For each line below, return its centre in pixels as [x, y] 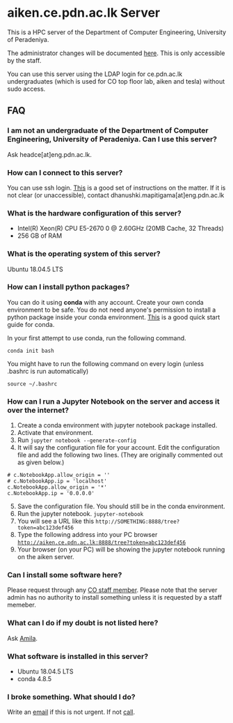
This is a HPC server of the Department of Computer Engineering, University [117, 32]
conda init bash [31, 351]
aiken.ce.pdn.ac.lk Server [84, 13]
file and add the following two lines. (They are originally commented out [120, 455]
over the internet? [38, 410]
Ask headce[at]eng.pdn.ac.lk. [49, 154]
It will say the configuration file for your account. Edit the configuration [119, 448]
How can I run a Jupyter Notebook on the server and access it [114, 401]
